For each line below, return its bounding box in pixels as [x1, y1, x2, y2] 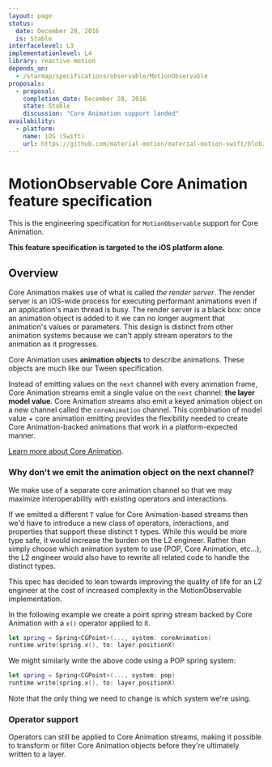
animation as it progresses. [8, 339, 99, 349]
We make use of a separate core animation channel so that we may [8, 485, 232, 494]
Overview [8, 266, 59, 280]
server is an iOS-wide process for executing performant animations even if [8, 296, 257, 306]
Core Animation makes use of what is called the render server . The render [8, 288, 256, 298]
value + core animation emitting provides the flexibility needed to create [8, 413, 249, 423]
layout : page [8, 11, 53, 20]
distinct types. [8, 561, 56, 570]
